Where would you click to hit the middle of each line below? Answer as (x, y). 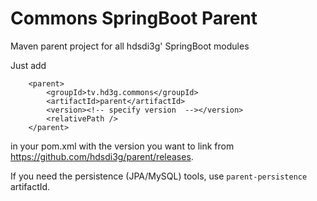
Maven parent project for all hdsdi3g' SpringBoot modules (130, 46)
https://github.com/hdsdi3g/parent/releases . (102, 156)
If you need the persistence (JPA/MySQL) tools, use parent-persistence (159, 176)
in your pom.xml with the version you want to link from (122, 146)
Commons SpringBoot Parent (134, 18)
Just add (28, 65)
